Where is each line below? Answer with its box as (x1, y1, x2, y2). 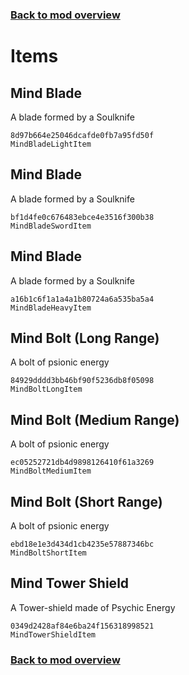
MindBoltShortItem (10, 548, 87, 558)
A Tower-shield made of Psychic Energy (10, 601, 176, 613)
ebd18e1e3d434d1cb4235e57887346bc (10, 539, 155, 549)
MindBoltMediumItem (10, 466, 92, 477)
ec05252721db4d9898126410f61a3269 (10, 458, 155, 468)
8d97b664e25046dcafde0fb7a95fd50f (10, 130, 155, 140)
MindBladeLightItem (10, 139, 92, 149)
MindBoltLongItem (10, 384, 83, 395)
